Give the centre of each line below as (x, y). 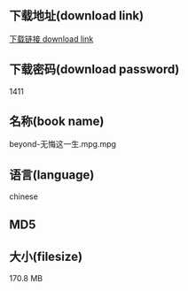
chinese (23, 196)
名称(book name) (57, 122)
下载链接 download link (51, 39)
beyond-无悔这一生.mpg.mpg (63, 144)
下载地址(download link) (77, 16)
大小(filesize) (46, 257)
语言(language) (52, 175)
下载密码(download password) (94, 69)
